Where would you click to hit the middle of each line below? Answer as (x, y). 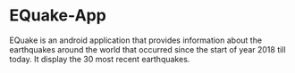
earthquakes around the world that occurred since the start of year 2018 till (147, 49)
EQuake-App (58, 16)
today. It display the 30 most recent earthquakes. (100, 59)
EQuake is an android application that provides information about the (135, 40)
